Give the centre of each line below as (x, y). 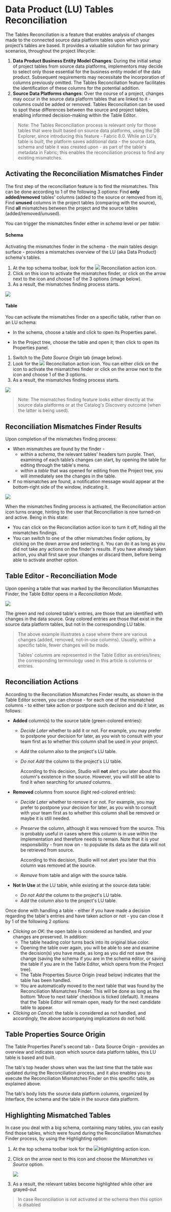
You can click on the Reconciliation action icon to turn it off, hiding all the (89, 527)
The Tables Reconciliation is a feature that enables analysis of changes (80, 34)
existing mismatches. (40, 158)
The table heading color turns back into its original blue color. (85, 942)
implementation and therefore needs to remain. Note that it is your (90, 839)
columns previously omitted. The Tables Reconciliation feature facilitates (89, 82)
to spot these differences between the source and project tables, (81, 110)
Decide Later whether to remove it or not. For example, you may (87, 802)
